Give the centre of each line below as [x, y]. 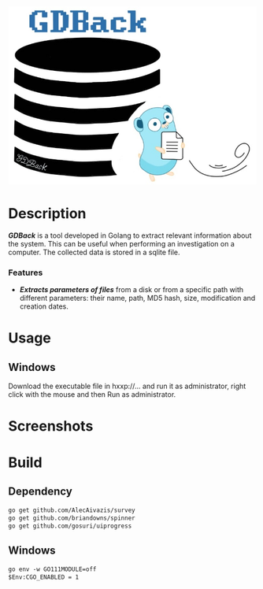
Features [26, 272]
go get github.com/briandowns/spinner [72, 518]
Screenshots [51, 426]
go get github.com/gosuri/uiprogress [70, 526]
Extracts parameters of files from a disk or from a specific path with [131, 290]
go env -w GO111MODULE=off [52, 569]
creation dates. [44, 306]
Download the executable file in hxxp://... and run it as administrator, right [127, 386]
